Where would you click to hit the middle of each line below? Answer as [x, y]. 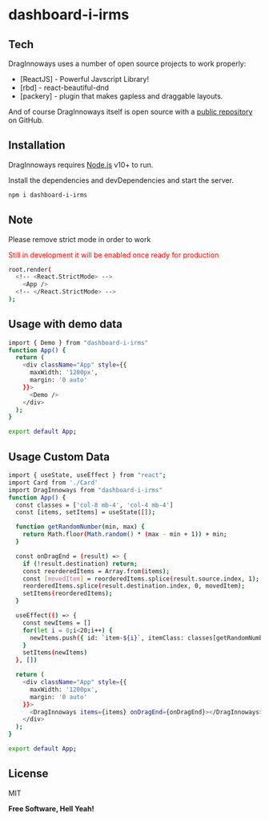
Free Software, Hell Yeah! [51, 808]
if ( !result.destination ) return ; [80, 564]
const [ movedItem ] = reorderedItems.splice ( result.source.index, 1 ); [141, 579]
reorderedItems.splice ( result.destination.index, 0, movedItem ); [134, 586]
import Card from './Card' [53, 483]
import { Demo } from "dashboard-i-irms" [78, 342]
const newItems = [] [57, 623]
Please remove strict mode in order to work [80, 239]
